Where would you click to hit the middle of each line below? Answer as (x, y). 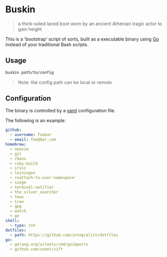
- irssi (18, 168)
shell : (12, 221)
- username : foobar (31, 135)
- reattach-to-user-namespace (42, 178)
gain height (30, 29)
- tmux (17, 197)
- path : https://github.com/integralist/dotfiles (64, 235)
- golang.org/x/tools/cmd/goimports (49, 245)
